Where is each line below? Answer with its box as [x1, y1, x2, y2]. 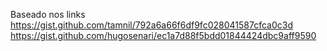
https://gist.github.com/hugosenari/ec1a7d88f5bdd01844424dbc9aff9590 [10, 30, 317, 41]
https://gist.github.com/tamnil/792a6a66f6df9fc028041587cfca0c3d [10, 19, 293, 31]
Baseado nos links [10, 9, 86, 20]
